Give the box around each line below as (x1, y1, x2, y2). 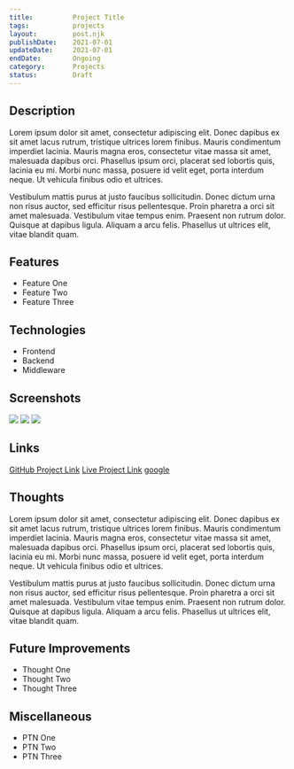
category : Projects (9, 63, 104, 72)
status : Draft (9, 71, 93, 80)
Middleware (21, 365, 66, 376)
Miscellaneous (9, 709, 92, 724)
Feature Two (21, 287, 68, 298)
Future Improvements (9, 641, 131, 656)
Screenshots (9, 391, 81, 406)
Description (9, 104, 75, 119)
